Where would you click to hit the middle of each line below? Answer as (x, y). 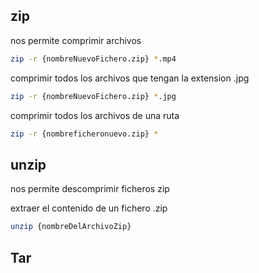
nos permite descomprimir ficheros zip (90, 189)
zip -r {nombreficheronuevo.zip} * (84, 134)
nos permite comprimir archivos (76, 40)
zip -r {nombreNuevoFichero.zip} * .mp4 (93, 59)
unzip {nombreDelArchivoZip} (71, 227)
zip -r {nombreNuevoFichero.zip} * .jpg (93, 96)
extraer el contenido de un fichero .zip (89, 208)
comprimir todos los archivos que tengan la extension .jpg (130, 78)
